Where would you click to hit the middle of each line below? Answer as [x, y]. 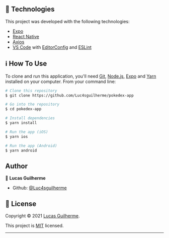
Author [16, 166]
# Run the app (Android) [31, 146]
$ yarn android [21, 150]
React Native [26, 36]
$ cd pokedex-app [23, 109]
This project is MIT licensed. [34, 225]
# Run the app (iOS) [27, 132]
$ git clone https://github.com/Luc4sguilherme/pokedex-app [70, 95]
